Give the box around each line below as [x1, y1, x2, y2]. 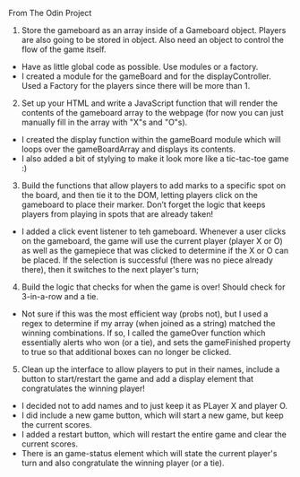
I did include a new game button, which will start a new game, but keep [21, 410, 284, 421]
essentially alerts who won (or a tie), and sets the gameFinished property [21, 337, 292, 348]
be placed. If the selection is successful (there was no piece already [21, 255, 274, 265]
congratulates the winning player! [21, 383, 145, 394]
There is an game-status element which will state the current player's [21, 448, 278, 458]
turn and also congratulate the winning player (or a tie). [21, 457, 225, 468]
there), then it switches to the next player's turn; [21, 265, 199, 274]
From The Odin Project [8, 8, 92, 18]
